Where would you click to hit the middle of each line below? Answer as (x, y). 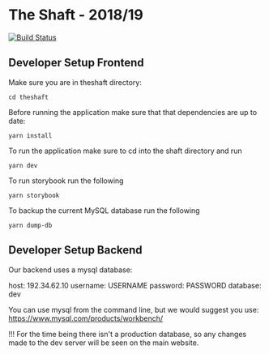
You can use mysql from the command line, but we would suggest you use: (134, 309)
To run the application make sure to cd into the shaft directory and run (125, 151)
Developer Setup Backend (76, 250)
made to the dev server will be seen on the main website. (104, 343)
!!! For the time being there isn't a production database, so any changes (128, 334)
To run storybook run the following (66, 181)
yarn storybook (34, 195)
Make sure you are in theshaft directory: (75, 82)
